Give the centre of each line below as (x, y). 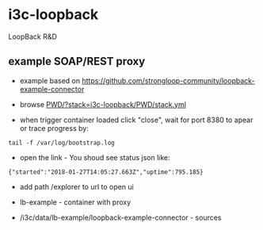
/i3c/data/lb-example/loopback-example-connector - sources (120, 217)
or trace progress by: (54, 128)
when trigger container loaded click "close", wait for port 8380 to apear (136, 120)
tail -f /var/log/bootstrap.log (61, 143)
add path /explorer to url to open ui (77, 186)
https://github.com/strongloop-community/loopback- (168, 80)
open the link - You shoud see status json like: (95, 157)
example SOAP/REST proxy (77, 61)
